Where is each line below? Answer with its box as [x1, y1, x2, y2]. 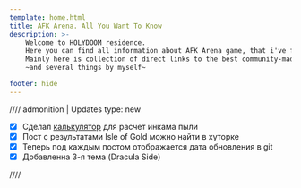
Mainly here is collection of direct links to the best [25, 55, 239, 64]
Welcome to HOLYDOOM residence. [25, 38, 146, 47]
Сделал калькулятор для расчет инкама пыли [21, 121, 199, 132]
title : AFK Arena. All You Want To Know [9, 21, 163, 30]
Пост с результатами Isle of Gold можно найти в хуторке [21, 131, 240, 141]
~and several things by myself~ [25, 64, 146, 73]
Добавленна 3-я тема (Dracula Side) [21, 151, 161, 162]
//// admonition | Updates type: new [9, 104, 142, 115]
